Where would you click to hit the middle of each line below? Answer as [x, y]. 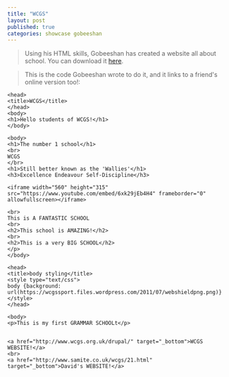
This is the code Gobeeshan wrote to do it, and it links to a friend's [121, 75]
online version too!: [52, 82]
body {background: [34, 286]
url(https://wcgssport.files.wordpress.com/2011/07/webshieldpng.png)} [114, 292]
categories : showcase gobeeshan [55, 33]
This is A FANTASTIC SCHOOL [49, 218]
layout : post [26, 20]
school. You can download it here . [74, 61]
